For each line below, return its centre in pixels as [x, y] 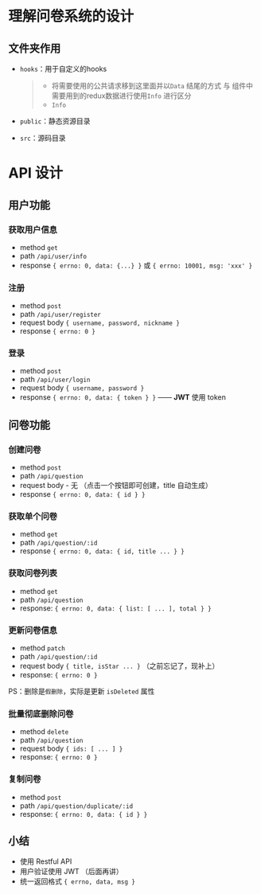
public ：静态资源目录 [55, 121]
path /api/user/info [53, 256]
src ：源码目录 [43, 138]
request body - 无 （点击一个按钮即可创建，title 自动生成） [116, 486]
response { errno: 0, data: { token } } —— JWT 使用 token [123, 397]
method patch [42, 648]
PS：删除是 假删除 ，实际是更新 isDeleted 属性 [82, 691]
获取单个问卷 [33, 517]
